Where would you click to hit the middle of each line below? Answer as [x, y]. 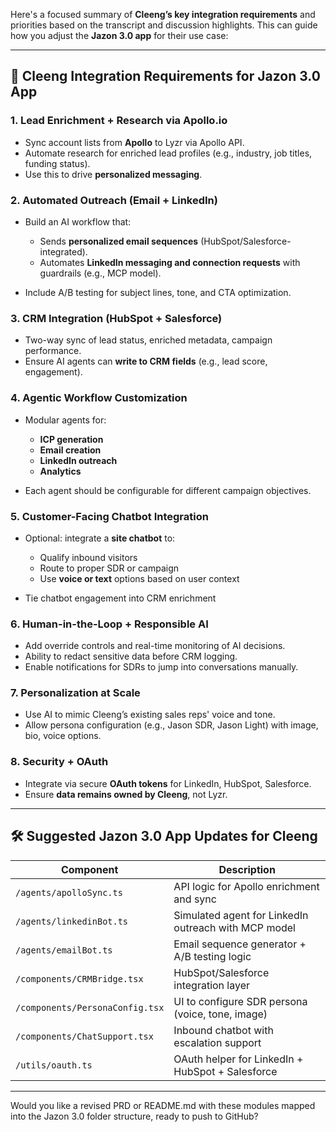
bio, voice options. [63, 736]
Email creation [70, 450]
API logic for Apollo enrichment [246, 886]
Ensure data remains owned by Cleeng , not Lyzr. [126, 794]
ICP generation [71, 439]
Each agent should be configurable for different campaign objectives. [168, 490]
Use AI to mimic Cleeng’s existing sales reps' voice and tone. [150, 715]
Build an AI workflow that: [78, 221]
